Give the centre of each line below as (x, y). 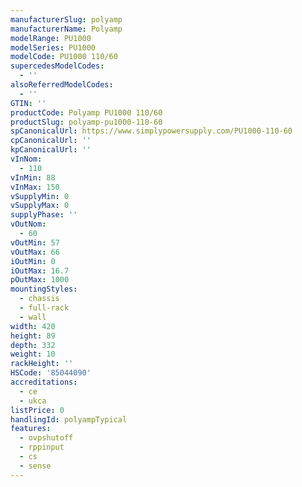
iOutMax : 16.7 (40, 271)
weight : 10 (33, 354)
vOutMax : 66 (35, 252)
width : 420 (33, 326)
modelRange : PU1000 (51, 38)
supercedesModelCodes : (57, 66)
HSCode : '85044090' (51, 373)
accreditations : (44, 382)
